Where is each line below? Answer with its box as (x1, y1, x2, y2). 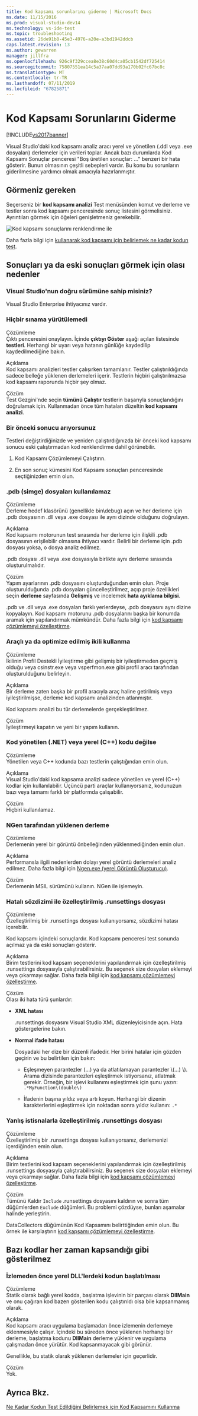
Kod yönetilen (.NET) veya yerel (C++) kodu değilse (6, 738, 157, 746)
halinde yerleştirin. (6, 1209, 51, 1217)
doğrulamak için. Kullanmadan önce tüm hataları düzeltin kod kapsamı (6, 402, 177, 410)
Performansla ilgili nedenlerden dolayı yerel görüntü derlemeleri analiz (6, 859, 177, 866)
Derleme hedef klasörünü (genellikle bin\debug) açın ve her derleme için (6, 507, 182, 514)
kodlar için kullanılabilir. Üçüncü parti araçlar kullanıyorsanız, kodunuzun (6, 782, 182, 789)
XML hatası (14, 1008, 44, 1015)
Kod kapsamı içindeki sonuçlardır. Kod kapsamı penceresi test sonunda (6, 935, 179, 942)
